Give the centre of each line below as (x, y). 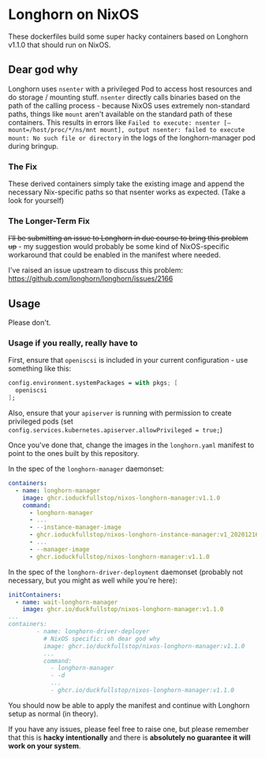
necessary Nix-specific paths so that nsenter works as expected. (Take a (127, 192)
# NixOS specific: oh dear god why (101, 639)
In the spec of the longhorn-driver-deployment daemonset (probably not (125, 571)
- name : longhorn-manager (58, 490)
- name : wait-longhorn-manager (67, 602)
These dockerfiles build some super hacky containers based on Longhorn (128, 36)
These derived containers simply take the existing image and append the (127, 184)
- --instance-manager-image (75, 527)
